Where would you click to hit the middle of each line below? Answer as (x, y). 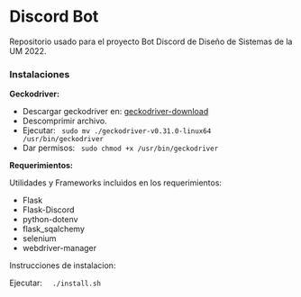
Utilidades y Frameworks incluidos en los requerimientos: (116, 183)
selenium (39, 238)
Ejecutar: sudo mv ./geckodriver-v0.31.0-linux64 (117, 130)
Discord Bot (54, 17)
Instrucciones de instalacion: (63, 265)
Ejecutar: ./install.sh (55, 283)
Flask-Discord (48, 210)
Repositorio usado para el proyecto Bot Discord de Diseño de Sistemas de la (151, 41)
